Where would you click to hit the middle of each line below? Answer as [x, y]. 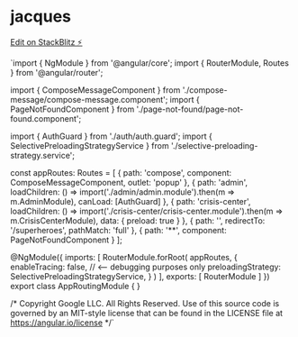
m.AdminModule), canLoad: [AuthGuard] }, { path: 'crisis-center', [131, 201]
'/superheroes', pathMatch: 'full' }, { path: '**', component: [119, 230]
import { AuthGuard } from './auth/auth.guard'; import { [111, 136]
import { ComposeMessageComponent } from [95, 90]
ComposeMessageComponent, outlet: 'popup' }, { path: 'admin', [129, 182]
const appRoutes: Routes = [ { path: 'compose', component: [121, 172]
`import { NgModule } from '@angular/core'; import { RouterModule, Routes [149, 63]
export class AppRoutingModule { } [75, 286]
